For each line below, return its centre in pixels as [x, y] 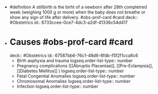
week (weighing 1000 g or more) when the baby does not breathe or [78, 12]
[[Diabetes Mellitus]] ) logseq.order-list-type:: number [70, 71]
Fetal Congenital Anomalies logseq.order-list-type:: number [76, 76]
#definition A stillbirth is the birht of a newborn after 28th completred [78, 7]
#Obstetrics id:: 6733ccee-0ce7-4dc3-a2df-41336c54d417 [69, 22]
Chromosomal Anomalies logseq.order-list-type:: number [74, 81]
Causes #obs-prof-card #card [71, 42]
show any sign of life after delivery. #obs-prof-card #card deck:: [74, 17]
